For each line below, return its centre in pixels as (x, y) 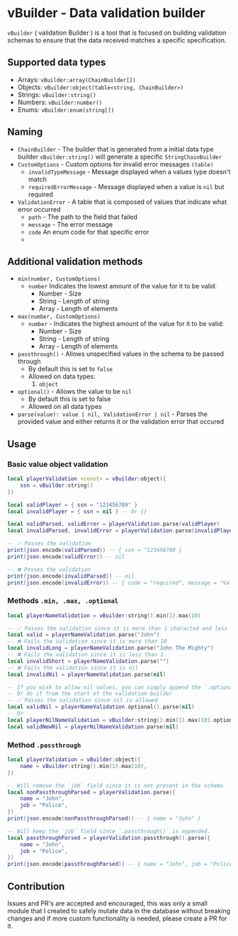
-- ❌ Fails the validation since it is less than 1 (86, 655)
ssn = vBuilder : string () (57, 485)
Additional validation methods (75, 261)
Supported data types (57, 63)
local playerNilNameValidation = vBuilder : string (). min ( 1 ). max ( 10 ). (110, 720)
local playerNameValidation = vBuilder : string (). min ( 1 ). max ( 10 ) (104, 615)
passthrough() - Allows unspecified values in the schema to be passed (121, 354)
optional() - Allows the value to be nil (75, 392)
